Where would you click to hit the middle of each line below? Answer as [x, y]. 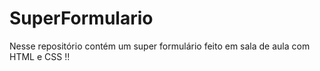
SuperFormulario [81, 18]
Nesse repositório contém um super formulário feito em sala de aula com [160, 46]
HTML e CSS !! [40, 56]
